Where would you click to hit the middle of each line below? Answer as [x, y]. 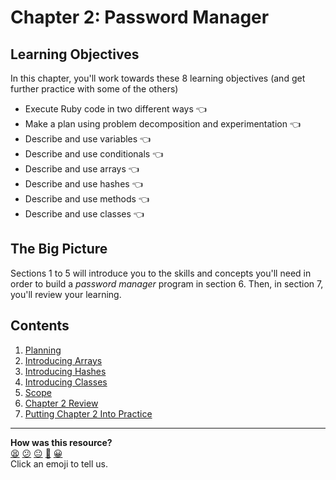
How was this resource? [61, 442]
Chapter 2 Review [61, 403]
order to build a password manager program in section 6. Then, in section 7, [167, 283]
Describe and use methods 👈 [87, 199]
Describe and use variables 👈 [88, 139]
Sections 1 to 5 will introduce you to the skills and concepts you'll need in [161, 273]
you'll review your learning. [66, 294]
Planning [43, 350]
